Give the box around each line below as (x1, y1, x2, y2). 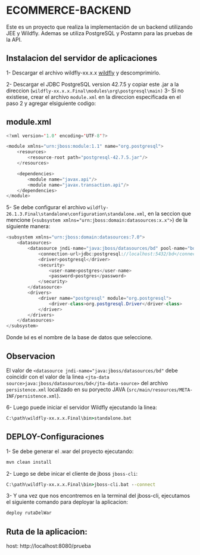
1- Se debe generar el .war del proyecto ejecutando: (6, 448, 134, 455)
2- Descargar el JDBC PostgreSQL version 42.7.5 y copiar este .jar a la (6, 80, 179, 88)
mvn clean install (6, 459, 52, 465)
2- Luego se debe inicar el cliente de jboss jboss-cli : (6, 470, 138, 477)
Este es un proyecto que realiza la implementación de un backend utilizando (6, 23, 193, 30)
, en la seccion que (145, 210, 192, 218)
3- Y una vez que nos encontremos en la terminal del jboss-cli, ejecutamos (6, 492, 190, 500)
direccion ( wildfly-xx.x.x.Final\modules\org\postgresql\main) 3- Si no (6, 87, 184, 94)
